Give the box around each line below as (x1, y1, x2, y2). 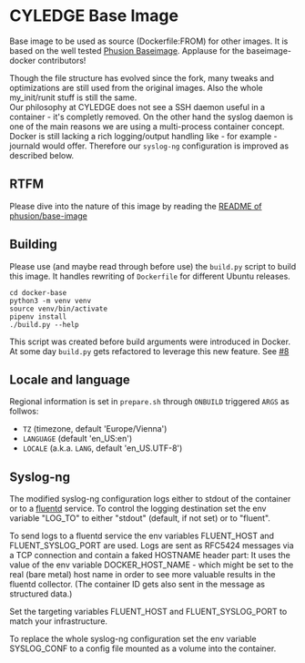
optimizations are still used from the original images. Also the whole (9, 82, 264, 93)
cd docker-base (9, 288, 67, 297)
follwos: (9, 406, 39, 417)
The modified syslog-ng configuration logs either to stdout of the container (9, 494, 291, 505)
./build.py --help (9, 320, 79, 329)
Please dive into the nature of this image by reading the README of (9, 200, 262, 211)
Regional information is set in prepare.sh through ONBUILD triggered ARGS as (9, 396, 290, 407)
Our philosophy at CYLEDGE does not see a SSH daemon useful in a (9, 101, 266, 112)
